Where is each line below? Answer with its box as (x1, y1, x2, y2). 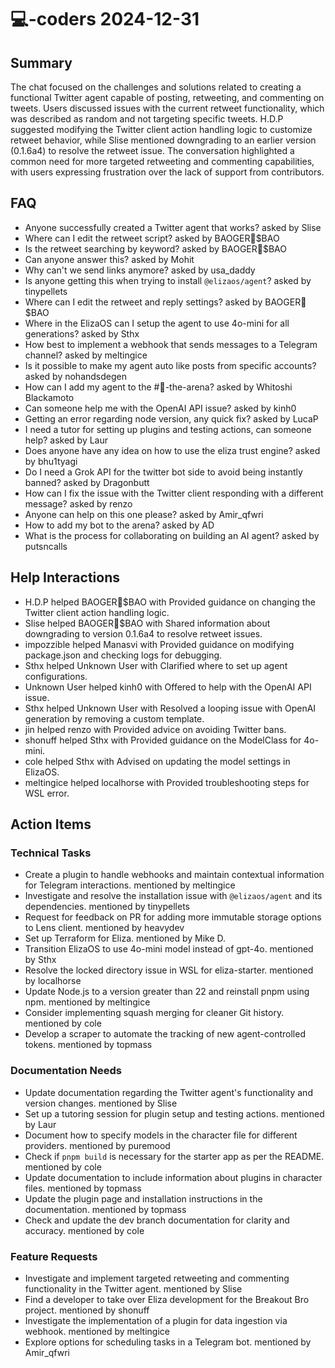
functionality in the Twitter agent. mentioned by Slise (24, 1282, 243, 1295)
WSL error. (24, 787, 70, 799)
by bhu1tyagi (24, 455, 78, 467)
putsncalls (24, 540, 68, 552)
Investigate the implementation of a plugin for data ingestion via (24, 1314, 288, 1326)
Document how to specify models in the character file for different (24, 1129, 298, 1141)
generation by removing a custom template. (24, 712, 205, 725)
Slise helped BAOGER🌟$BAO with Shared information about (24, 617, 271, 629)
